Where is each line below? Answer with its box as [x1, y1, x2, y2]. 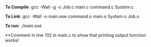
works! [5, 37, 19, 43]
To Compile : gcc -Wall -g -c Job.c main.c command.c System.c [5, 4, 134, 10]
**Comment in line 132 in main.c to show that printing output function [5, 32, 146, 38]
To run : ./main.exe [5, 23, 42, 29]
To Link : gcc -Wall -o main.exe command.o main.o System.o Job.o [5, 14, 140, 19]
